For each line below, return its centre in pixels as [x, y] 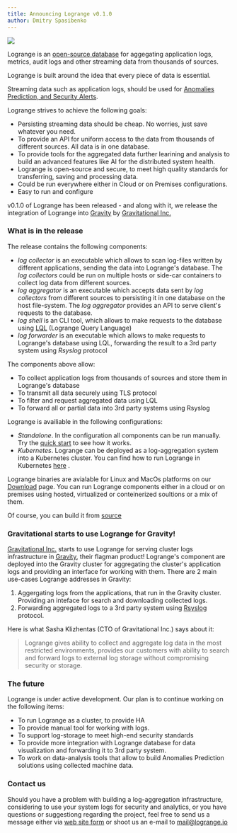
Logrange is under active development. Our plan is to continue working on [116, 699]
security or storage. [53, 665]
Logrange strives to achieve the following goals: [77, 110]
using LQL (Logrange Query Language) [75, 328]
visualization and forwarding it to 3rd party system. [92, 750]
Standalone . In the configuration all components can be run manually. [119, 435]
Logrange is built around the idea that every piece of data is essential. [109, 75]
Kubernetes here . [44, 465]
